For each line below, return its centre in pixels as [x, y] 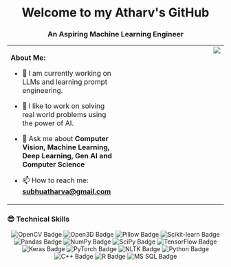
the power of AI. [48, 123]
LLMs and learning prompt [65, 82]
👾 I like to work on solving [64, 106]
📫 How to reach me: [56, 180]
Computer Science [54, 164]
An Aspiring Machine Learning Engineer [115, 34]
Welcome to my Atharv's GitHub [115, 13]
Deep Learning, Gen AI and [67, 156]
